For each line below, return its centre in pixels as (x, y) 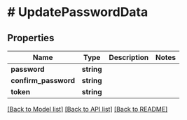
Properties (31, 38)
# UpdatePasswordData (78, 12)
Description (129, 58)
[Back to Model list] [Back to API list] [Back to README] (88, 109)
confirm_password (43, 81)
